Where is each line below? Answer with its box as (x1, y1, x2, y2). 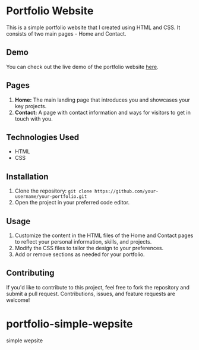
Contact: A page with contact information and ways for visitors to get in (14, 109, 191, 116)
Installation (6, 171, 49, 182)
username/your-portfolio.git (14, 194, 87, 200)
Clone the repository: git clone (14, 187, 92, 194)
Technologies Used (6, 132, 79, 142)
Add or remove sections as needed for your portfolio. (14, 251, 145, 258)
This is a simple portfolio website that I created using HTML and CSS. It (6, 24, 181, 31)
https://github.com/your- (94, 188, 159, 194)
